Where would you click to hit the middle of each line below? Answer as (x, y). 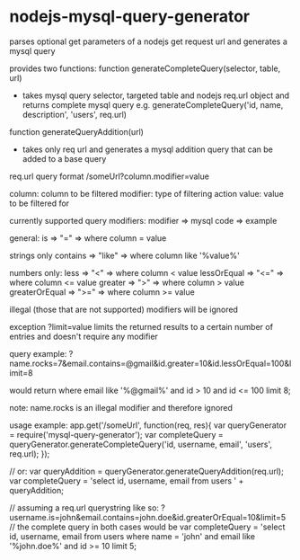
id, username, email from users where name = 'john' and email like (132, 536)
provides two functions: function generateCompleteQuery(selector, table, (145, 68)
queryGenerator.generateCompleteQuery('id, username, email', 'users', (141, 444)
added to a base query (64, 158)
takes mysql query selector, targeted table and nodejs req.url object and (156, 95)
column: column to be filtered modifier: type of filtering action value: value (147, 193)
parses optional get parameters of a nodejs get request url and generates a (148, 41)
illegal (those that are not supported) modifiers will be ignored (124, 309)
